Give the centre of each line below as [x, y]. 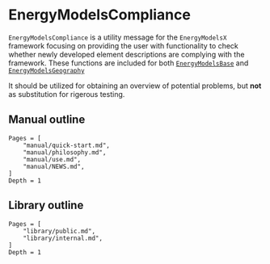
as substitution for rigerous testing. [67, 94]
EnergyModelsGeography [46, 70]
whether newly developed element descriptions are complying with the [127, 54]
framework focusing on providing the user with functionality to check [123, 45]
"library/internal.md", [63, 238]
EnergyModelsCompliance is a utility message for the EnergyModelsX [118, 37]
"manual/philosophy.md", [65, 152]
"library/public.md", [59, 231]
